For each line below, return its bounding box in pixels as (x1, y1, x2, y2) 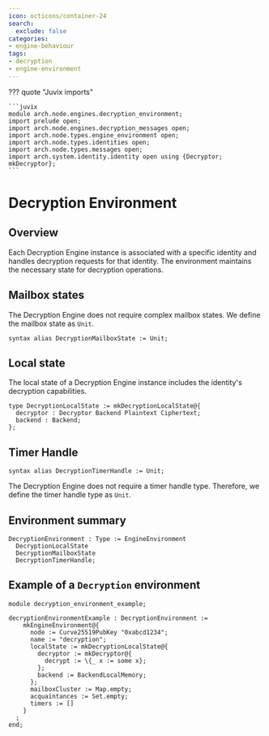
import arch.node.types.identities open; (8, 138, 151, 146)
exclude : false (15, 27, 67, 35)
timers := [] (29, 699, 75, 708)
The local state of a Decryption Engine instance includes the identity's (8, 378, 243, 387)
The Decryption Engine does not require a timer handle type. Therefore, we (8, 481, 260, 491)
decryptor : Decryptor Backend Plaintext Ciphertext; (15, 409, 201, 418)
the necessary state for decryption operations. (8, 265, 164, 275)
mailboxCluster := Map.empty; (29, 685, 132, 693)
